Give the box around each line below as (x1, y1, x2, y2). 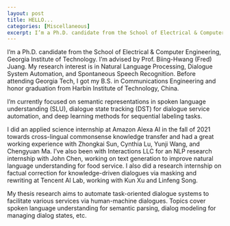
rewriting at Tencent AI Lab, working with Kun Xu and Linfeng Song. (7, 176, 199, 185)
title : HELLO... (7, 16, 53, 23)
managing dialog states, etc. (7, 212, 87, 220)
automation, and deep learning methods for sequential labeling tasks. (7, 112, 203, 121)
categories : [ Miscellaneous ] (7, 23, 90, 29)
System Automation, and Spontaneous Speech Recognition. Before (7, 70, 196, 78)
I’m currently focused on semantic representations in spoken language (7, 97, 207, 106)
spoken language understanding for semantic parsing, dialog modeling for (7, 204, 216, 212)
